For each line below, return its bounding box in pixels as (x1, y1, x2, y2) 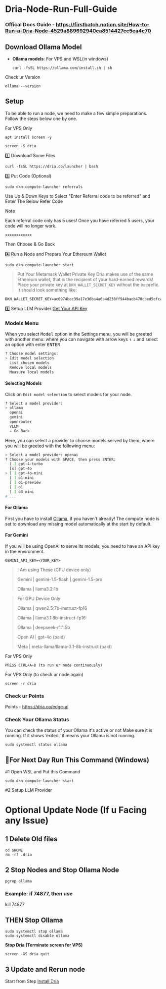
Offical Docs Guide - (5, 21, 55, 28)
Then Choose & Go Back (5, 241, 55, 247)
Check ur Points (5, 693, 44, 699)
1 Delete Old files (5, 834, 58, 843)
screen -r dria (5, 681, 37, 686)
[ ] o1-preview (9, 480, 41, 485)
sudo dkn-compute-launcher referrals (5, 184, 83, 189)
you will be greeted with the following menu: (5, 443, 95, 449)
